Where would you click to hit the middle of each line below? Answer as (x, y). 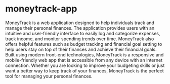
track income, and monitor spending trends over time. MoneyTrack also (80, 39)
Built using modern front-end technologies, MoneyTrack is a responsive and (84, 55)
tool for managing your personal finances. (49, 76)
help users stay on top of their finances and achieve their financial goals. (81, 49)
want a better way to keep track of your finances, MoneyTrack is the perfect (84, 70)
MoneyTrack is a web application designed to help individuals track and (80, 23)
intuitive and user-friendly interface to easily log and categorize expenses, (83, 33)
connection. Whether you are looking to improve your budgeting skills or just (85, 65)
